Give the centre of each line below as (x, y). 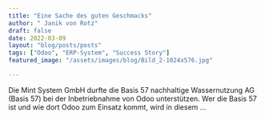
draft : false (30, 30)
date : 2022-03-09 (37, 38)
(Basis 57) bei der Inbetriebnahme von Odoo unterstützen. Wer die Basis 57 (133, 98)
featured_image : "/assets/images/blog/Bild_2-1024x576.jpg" (111, 61)
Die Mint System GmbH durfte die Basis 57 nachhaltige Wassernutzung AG (131, 90)
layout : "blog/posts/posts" (55, 46)
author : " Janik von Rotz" (53, 23)
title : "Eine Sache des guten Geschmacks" (80, 16)
